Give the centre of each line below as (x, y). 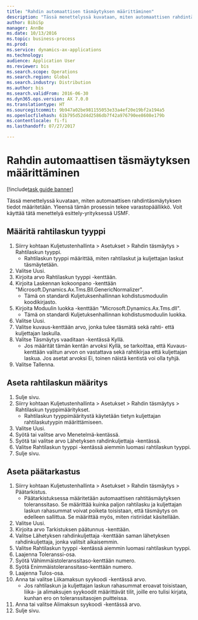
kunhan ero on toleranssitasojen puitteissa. (76, 598)
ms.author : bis (25, 88)
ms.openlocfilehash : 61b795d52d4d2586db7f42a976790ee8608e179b (86, 115)
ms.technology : (25, 55)
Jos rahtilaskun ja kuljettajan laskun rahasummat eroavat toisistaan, (105, 586)
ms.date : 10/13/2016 (32, 33)
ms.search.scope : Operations (42, 72)
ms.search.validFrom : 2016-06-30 (48, 93)
